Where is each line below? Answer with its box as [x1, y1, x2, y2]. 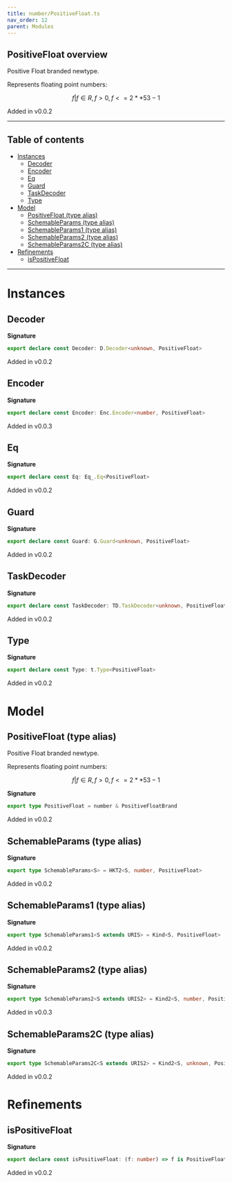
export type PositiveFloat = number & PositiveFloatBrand [7, 803, 177, 810]
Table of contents [7, 134, 84, 145]
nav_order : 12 [7, 17, 48, 24]
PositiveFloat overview [7, 48, 108, 60]
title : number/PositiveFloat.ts [7, 10, 100, 17]
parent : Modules [7, 23, 54, 30]
